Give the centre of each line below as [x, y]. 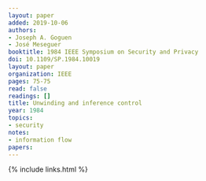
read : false [28, 89]
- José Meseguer [35, 45]
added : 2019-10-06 [38, 23]
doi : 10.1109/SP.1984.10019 [54, 60]
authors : [22, 30]
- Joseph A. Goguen [40, 37]
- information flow [40, 140]
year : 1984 [26, 111]
